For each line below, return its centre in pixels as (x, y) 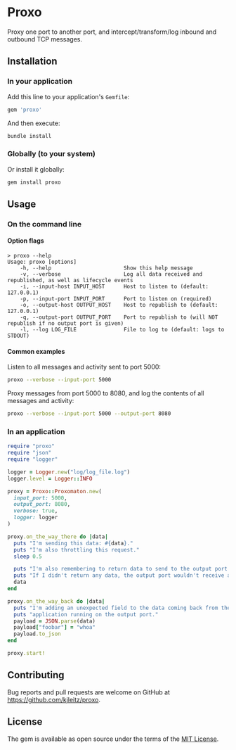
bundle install (29, 136)
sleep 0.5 (28, 557)
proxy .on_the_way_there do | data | (58, 536)
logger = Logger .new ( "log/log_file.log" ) (69, 472)
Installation (32, 62)
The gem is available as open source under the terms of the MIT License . (113, 739)
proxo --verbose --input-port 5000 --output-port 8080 (89, 414)
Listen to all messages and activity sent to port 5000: (84, 367)
